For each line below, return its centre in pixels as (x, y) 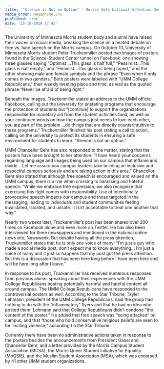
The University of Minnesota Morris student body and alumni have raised (79, 37)
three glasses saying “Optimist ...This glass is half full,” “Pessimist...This (77, 63)
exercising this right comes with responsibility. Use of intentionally (72, 192)
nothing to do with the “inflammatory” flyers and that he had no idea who (78, 305)
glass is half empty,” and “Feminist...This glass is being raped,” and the (76, 69)
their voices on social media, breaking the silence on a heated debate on (78, 43)
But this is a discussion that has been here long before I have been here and (82, 259)
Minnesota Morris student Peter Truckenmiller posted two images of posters (82, 53)
